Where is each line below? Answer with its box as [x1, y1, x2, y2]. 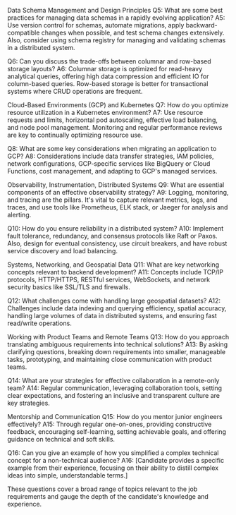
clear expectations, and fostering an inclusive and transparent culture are [7, 392, 221, 399]
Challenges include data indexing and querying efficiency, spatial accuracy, [7, 304, 227, 313]
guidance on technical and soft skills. [7, 435, 115, 443]
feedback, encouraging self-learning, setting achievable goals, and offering [7, 428, 227, 436]
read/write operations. [7, 319, 72, 327]
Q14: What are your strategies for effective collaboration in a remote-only [7, 377, 220, 384]
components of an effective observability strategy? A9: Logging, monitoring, [7, 188, 229, 196]
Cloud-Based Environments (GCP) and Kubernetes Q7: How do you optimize [7, 101, 229, 109]
